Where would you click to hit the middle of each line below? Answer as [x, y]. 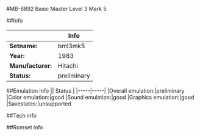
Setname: [23, 46]
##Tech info [21, 116]
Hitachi [68, 66]
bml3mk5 [71, 46]
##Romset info [25, 127]
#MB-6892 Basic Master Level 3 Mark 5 [56, 9]
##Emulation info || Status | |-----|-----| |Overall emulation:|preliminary [95, 91]
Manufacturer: [31, 66]
